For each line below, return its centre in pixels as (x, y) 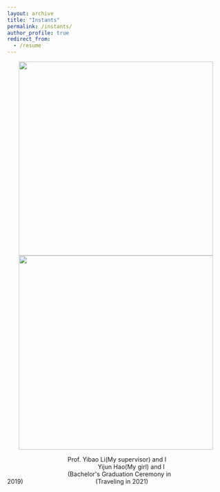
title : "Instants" (33, 20)
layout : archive (30, 13)
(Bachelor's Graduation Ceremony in (119, 474)
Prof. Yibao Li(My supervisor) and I (117, 459)
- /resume (27, 46)
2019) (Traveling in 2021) (78, 481)
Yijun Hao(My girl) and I (131, 467)
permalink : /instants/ (40, 26)
